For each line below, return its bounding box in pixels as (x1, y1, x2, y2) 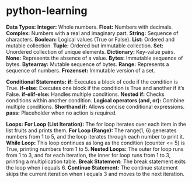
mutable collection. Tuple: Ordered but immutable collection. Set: (6, 42, 164, 49)
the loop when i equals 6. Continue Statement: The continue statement (6, 164, 178, 171)
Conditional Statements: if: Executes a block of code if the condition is (6, 78, 178, 85)
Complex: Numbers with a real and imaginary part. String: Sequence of (6, 29, 179, 36)
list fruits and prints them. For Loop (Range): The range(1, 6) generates (6, 127, 177, 134)
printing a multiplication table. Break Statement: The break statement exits (6, 158, 186, 165)
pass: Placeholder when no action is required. (6, 109, 117, 116)
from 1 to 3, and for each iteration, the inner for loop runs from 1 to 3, (6, 151, 171, 158)
